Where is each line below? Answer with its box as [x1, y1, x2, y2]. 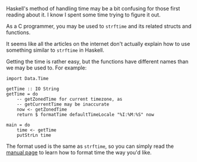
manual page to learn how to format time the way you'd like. [6, 149, 152, 156]
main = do [6, 122, 31, 128]
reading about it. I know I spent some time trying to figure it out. [6, 11, 161, 18]
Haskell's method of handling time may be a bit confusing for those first [6, 5, 180, 12]
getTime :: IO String [6, 86, 60, 92]
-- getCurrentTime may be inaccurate [17, 101, 110, 107]
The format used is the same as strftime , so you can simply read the [6, 143, 174, 150]
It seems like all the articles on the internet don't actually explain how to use [6, 41, 191, 47]
